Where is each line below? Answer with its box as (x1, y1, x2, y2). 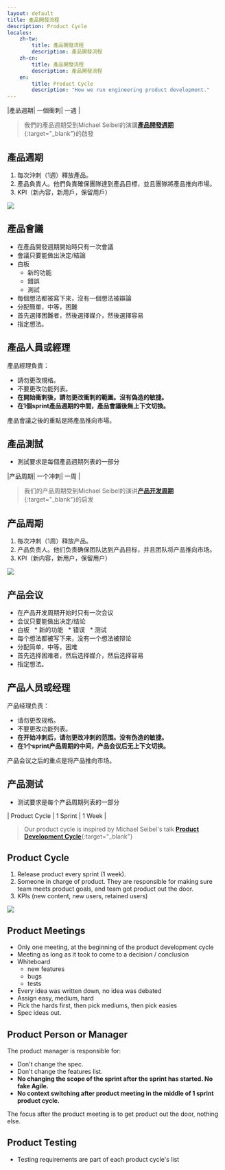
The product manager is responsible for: (7, 1047, 121, 1055)
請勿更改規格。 (16, 375, 60, 384)
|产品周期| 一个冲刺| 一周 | (7, 472, 81, 480)
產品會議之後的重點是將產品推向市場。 (7, 416, 115, 424)
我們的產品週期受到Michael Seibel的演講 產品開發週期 (23, 121, 174, 129)
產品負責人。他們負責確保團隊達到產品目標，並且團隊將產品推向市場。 (16, 179, 216, 187)
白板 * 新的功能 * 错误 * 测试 (16, 626, 108, 633)
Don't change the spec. (16, 1060, 84, 1068)
